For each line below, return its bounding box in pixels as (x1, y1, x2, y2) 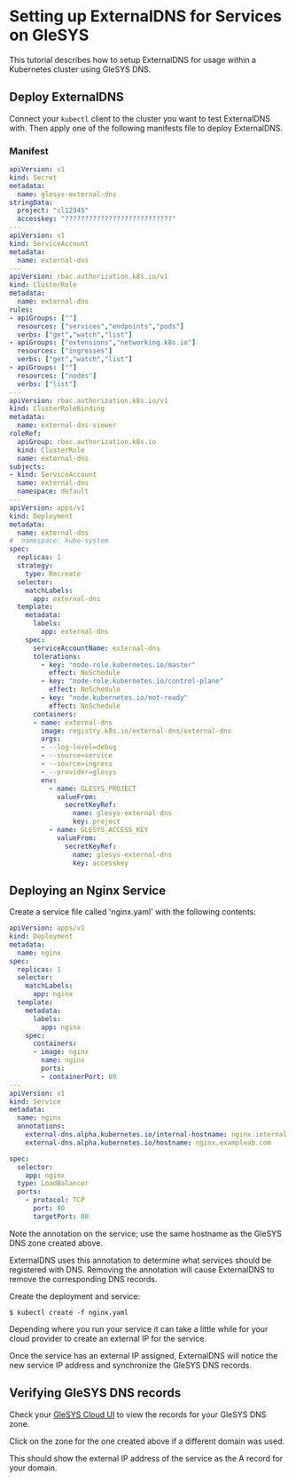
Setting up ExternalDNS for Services (9, 6, 282, 27)
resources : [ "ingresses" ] (17, 346, 113, 356)
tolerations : (32, 652, 82, 661)
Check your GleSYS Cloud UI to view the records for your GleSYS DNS (9, 1409, 267, 1420)
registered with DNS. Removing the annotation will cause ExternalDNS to (9, 1264, 275, 1275)
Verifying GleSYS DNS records (9, 1385, 182, 1400)
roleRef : (9, 429, 42, 439)
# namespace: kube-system (9, 536, 109, 545)
